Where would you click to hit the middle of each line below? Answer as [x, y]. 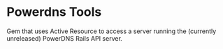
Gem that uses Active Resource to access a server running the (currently [111, 31]
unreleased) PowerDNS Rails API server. [65, 38]
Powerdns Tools [54, 12]
